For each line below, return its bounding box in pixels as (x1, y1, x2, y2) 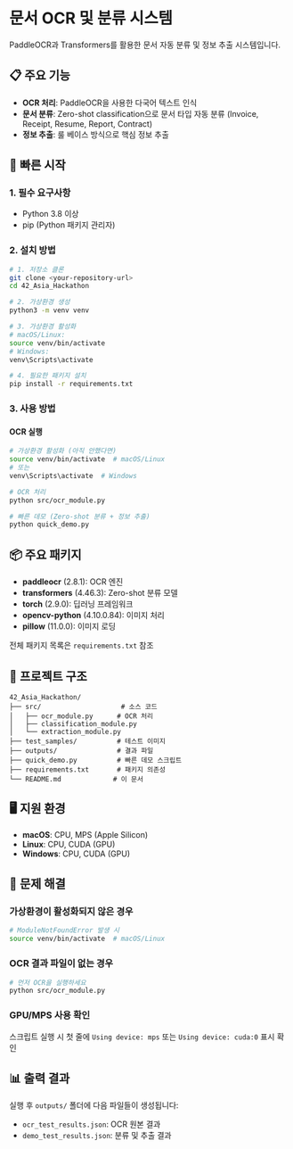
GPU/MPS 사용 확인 (9, 1009, 91, 1021)
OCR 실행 (9, 426, 43, 437)
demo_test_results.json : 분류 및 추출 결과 (21, 1130, 172, 1141)
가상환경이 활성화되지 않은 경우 (9, 905, 134, 918)
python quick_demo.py (9, 520, 90, 529)
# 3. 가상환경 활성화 (9, 322, 77, 331)
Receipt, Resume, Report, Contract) (21, 118, 153, 129)
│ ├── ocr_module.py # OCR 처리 (9, 711, 154, 721)
